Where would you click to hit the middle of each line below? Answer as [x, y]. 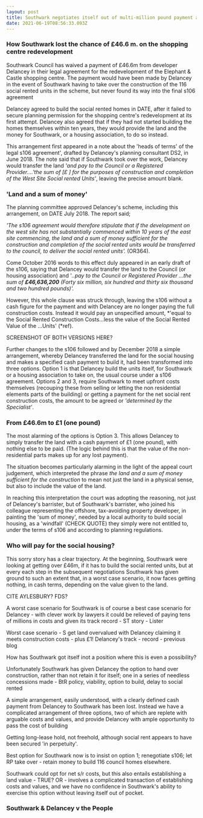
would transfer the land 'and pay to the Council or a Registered [85, 165]
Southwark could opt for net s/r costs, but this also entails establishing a [96, 773]
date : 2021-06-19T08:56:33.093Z [47, 23]
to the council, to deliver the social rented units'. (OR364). [78, 251]
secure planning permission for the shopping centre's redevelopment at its [99, 115]
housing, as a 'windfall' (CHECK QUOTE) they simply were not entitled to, [97, 524]
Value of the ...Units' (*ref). [40, 326]
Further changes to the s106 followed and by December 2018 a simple [93, 349]
